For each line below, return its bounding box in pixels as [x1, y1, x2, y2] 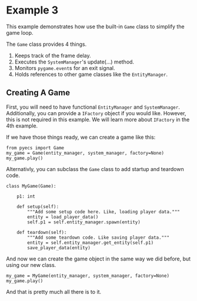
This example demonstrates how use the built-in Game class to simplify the [6, 23, 185, 30]
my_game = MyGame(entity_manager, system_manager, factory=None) [6, 273, 169, 279]
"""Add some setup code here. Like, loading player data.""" [27, 209, 181, 215]
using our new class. [6, 261, 56, 268]
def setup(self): [16, 203, 59, 209]
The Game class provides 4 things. [6, 41, 87, 48]
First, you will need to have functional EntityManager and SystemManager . [6, 103, 181, 111]
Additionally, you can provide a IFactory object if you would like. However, [6, 109, 186, 116]
